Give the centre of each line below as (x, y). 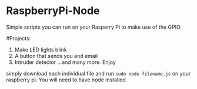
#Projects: (19, 38)
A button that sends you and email (56, 56)
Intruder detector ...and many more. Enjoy (65, 62)
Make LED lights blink (41, 49)
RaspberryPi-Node (53, 11)
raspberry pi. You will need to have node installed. (67, 80)
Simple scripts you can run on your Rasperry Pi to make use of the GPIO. (94, 27)
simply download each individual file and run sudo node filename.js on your (98, 73)
